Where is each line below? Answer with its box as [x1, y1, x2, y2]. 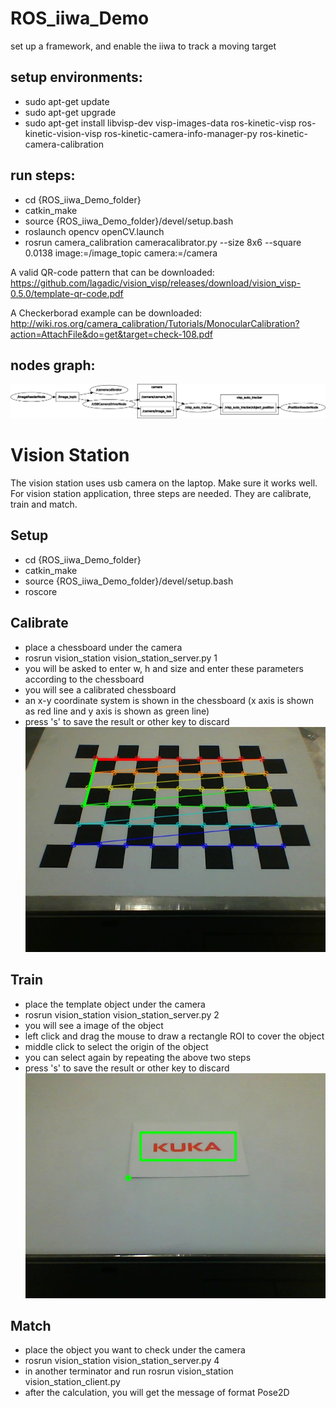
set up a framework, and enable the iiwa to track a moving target [10, 40, 277, 52]
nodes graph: [10, 357, 96, 374]
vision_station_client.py [24, 1376, 121, 1388]
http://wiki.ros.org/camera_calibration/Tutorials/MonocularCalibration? [10, 317, 300, 329]
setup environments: [10, 69, 143, 86]
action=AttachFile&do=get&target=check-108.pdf [10, 328, 213, 340]
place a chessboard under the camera [24, 641, 183, 653]
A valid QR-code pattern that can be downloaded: [10, 266, 215, 278]
